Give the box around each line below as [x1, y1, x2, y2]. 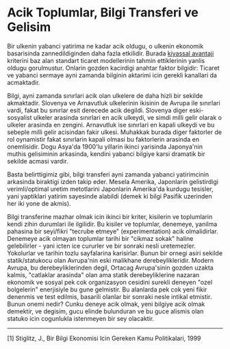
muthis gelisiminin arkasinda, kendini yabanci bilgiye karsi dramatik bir [7, 149, 205, 158]
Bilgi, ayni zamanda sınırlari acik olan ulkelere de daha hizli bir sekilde [7, 91, 203, 100]
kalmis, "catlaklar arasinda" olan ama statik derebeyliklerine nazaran [7, 270, 200, 279]
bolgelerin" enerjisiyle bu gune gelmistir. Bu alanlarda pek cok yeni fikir [7, 285, 207, 294]
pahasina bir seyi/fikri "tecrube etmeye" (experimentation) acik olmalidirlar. [7, 227, 219, 235]
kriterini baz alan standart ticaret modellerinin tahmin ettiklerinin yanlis [7, 56, 205, 64]
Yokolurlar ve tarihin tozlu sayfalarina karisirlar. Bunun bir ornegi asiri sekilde [7, 248, 223, 257]
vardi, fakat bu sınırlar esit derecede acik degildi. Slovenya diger [7, 106, 188, 114]
